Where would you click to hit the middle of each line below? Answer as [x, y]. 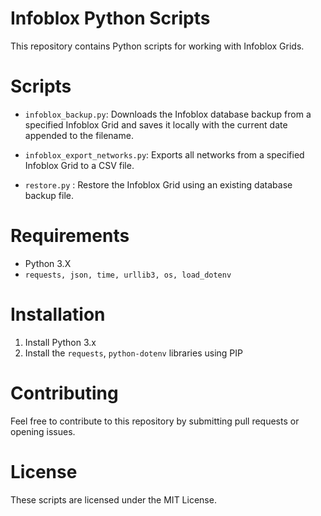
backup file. [49, 195]
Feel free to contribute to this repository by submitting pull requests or [155, 421]
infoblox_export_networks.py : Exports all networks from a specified [164, 154]
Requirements [70, 236]
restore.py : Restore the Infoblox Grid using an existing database [158, 184]
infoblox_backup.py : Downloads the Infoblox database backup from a [168, 114]
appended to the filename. [79, 135]
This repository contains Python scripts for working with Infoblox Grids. [157, 46]
